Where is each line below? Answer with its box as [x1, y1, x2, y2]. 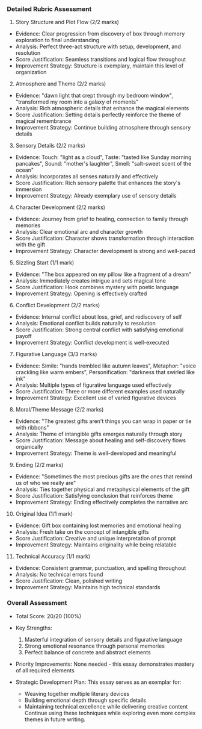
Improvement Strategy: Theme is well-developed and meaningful [15, 449, 177, 457]
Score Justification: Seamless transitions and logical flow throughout [15, 56, 186, 63]
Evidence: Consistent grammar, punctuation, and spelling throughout [15, 565, 186, 572]
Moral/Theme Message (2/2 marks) [15, 406, 104, 413]
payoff [15, 333, 32, 340]
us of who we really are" [15, 480, 76, 487]
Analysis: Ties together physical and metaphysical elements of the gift [15, 486, 190, 493]
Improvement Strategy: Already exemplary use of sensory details [15, 192, 177, 199]
